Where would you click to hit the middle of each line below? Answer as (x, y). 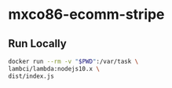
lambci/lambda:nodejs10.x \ (54, 68)
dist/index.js (31, 76)
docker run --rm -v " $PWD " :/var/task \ (73, 61)
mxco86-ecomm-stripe (86, 15)
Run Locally (37, 44)
